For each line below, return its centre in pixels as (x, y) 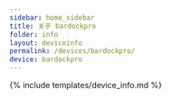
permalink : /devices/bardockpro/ (72, 51)
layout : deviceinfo (46, 43)
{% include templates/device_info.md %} (86, 85)
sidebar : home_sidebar (52, 18)
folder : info (34, 34)
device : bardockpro (46, 59)
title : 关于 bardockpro (53, 26)
